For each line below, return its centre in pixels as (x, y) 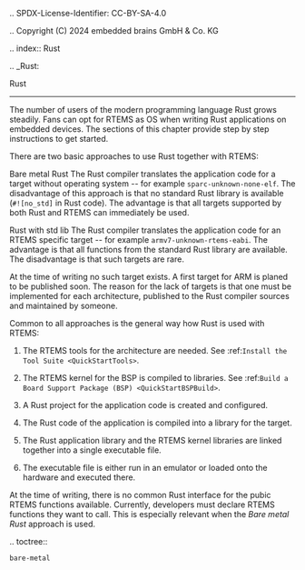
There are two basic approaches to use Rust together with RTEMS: (134, 156)
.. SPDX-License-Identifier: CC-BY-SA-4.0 (88, 13)
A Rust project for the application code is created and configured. (145, 405)
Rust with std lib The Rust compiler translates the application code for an (145, 230)
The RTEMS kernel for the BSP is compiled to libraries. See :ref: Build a (155, 378)
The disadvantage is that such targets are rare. (97, 259)
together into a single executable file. (92, 450)
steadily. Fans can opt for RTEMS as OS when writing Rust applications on (148, 119)
